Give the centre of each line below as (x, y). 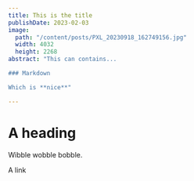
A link (17, 170)
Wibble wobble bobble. (45, 154)
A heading (42, 133)
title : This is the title (50, 15)
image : (19, 30)
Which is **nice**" (40, 87)
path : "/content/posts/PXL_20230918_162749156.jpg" (101, 37)
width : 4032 (35, 45)
